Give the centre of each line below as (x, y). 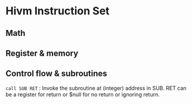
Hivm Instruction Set (58, 11)
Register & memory (42, 53)
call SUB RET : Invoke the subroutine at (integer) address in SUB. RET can (96, 88)
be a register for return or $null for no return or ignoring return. (83, 94)
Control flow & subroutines (57, 74)
